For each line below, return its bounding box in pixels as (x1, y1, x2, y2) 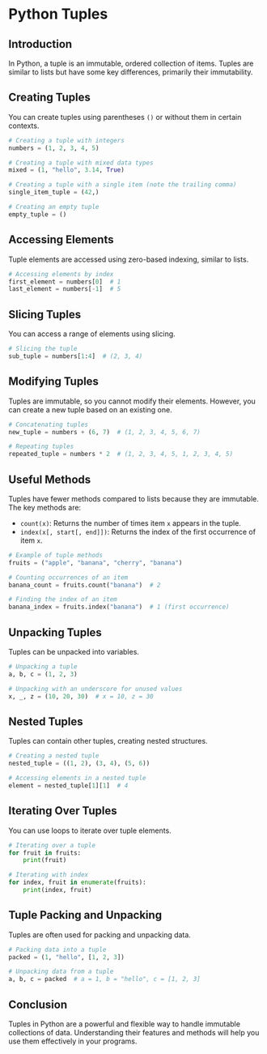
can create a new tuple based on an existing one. (8, 404, 172, 414)
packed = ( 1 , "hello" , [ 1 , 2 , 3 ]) (8, 953, 125, 961)
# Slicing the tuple (8, 345, 78, 353)
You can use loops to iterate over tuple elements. (8, 826, 172, 835)
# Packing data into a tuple (8, 945, 107, 954)
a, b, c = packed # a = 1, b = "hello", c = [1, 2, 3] (8, 975, 201, 984)
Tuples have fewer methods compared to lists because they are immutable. (8, 493, 259, 503)
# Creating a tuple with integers (8, 136, 125, 144)
